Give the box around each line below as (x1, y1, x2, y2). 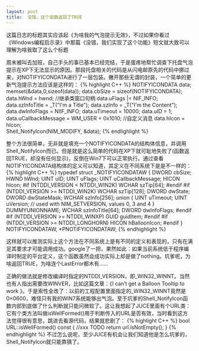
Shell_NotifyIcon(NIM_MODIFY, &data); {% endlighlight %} (6, 127, 149, 135)
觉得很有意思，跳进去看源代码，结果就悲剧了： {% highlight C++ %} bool (11, 317, 190, 324)
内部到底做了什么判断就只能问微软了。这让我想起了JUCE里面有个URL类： (11, 302, 191, 309)
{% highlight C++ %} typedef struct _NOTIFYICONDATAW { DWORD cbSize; (6, 168, 192, 175)
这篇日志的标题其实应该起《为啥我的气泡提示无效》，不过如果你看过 (6, 31, 170, 39)
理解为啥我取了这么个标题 (6, 46, 69, 53)
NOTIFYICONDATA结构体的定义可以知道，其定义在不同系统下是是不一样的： (6, 162, 192, 169)
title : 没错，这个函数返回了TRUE (6, 14, 82, 20)
